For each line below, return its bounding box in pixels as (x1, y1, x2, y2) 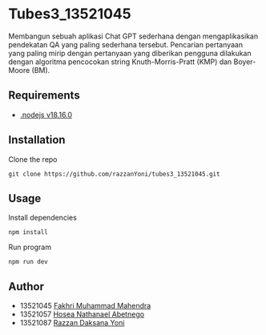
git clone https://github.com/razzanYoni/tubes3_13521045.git (8, 170, 220, 178)
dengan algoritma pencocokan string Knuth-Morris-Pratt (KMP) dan (8, 57, 232, 67)
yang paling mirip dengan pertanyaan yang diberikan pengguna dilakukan (8, 48, 252, 58)
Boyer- (233, 57, 256, 67)
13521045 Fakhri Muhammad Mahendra (19, 301, 151, 311)
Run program (8, 242, 52, 252)
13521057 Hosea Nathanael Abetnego (19, 309, 145, 319)
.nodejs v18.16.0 (19, 110, 73, 119)
